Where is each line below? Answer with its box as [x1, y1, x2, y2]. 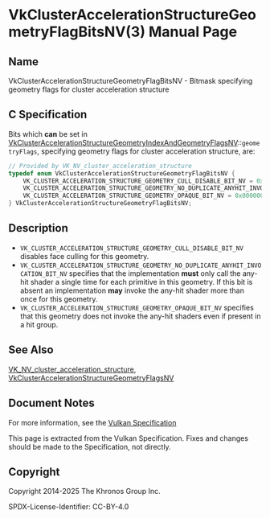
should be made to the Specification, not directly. [8, 442, 171, 451]
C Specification [8, 108, 88, 121]
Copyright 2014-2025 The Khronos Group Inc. [8, 487, 161, 496]
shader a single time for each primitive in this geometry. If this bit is [30, 277, 253, 286]
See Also [8, 343, 54, 357]
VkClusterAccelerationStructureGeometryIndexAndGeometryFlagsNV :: [8, 138, 243, 147]
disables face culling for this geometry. [19, 251, 149, 261]
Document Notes [8, 397, 95, 410]
